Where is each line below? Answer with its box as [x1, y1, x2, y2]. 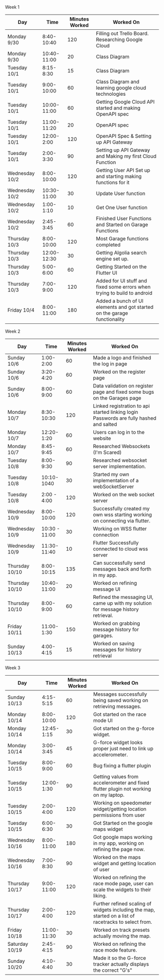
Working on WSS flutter [93, 525, 147, 532]
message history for [93, 626, 139, 633]
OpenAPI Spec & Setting [96, 133, 152, 139]
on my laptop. [93, 791, 124, 798]
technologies [96, 90, 126, 97]
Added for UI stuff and [96, 277, 147, 284]
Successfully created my [93, 505, 150, 512]
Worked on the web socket [93, 491, 155, 498]
